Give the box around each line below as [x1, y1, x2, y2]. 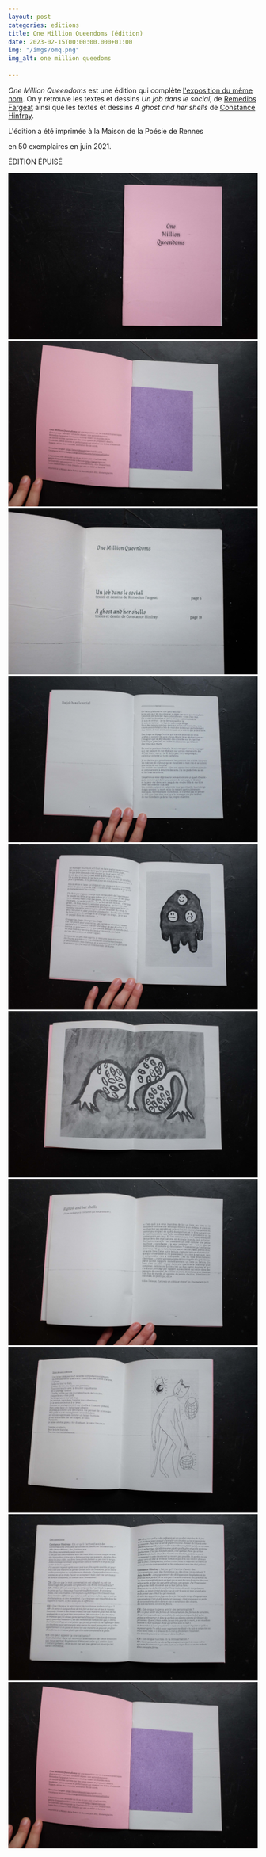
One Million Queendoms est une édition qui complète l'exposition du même [8, 86, 253, 95]
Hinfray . [8, 111, 34, 120]
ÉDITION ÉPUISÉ [8, 157, 63, 166]
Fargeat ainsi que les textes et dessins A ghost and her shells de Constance [8, 102, 256, 112]
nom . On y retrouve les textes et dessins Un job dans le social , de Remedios [8, 93, 257, 103]
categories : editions [8, 21, 80, 29]
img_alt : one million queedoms [8, 55, 112, 63]
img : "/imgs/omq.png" [8, 46, 80, 55]
